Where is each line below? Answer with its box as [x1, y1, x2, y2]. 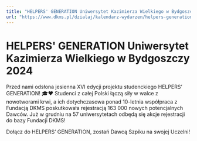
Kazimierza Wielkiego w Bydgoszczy [6, 51, 190, 65]
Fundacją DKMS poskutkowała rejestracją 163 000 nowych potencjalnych [6, 105, 184, 112]
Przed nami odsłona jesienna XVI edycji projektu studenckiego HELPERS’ [6, 83, 183, 91]
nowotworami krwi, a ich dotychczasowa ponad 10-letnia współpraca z [6, 98, 178, 105]
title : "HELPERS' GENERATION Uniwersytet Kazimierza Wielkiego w [6, 8, 169, 15]
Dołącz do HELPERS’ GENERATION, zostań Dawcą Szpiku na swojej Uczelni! [6, 128, 191, 135]
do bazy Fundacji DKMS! [6, 117, 66, 124]
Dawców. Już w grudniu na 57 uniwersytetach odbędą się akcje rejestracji [6, 111, 185, 118]
